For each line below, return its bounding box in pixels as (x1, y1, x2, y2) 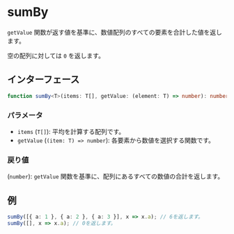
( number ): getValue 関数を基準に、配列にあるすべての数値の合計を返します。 (7, 172, 224, 181)
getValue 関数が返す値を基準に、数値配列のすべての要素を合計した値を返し (7, 28, 223, 36)
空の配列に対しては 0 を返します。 (7, 51, 104, 60)
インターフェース (7, 74, 80, 85)
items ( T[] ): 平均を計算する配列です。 (17, 127, 125, 135)
